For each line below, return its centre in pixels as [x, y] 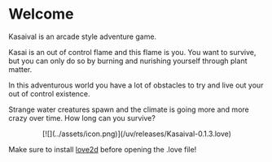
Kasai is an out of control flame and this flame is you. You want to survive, [132, 52]
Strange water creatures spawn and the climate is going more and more [129, 109]
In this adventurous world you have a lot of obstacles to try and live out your [136, 85]
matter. [20, 69]
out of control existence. [50, 93]
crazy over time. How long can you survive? [82, 117]
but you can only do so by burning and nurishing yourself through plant [128, 61]
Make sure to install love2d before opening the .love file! [103, 149]
